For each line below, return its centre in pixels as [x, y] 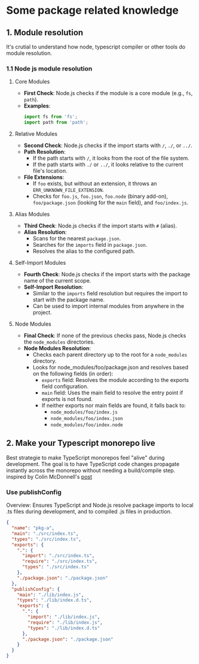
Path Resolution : [45, 152]
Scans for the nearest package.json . [77, 238]
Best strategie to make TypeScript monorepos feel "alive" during [85, 457]
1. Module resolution [45, 33]
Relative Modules [36, 134]
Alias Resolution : [45, 232]
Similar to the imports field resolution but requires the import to [110, 293]
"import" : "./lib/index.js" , [64, 617]
